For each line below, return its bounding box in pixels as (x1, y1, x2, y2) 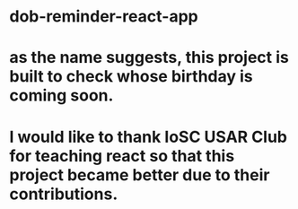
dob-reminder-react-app (9, 6, 199, 27)
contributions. (9, 184, 118, 204)
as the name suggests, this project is (9, 48, 289, 68)
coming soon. (9, 85, 114, 106)
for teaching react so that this (9, 145, 235, 166)
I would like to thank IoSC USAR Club (9, 126, 288, 147)
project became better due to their (9, 164, 270, 185)
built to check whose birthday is (9, 66, 253, 87)
